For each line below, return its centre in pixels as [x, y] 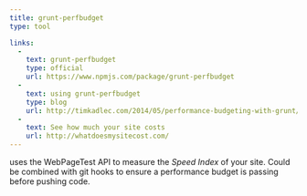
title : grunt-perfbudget [57, 18]
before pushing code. [50, 181]
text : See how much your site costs [96, 128]
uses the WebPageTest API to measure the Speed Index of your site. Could [150, 162]
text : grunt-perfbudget [71, 60]
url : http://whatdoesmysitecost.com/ [98, 136]
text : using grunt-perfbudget [84, 93]
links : [22, 43]
